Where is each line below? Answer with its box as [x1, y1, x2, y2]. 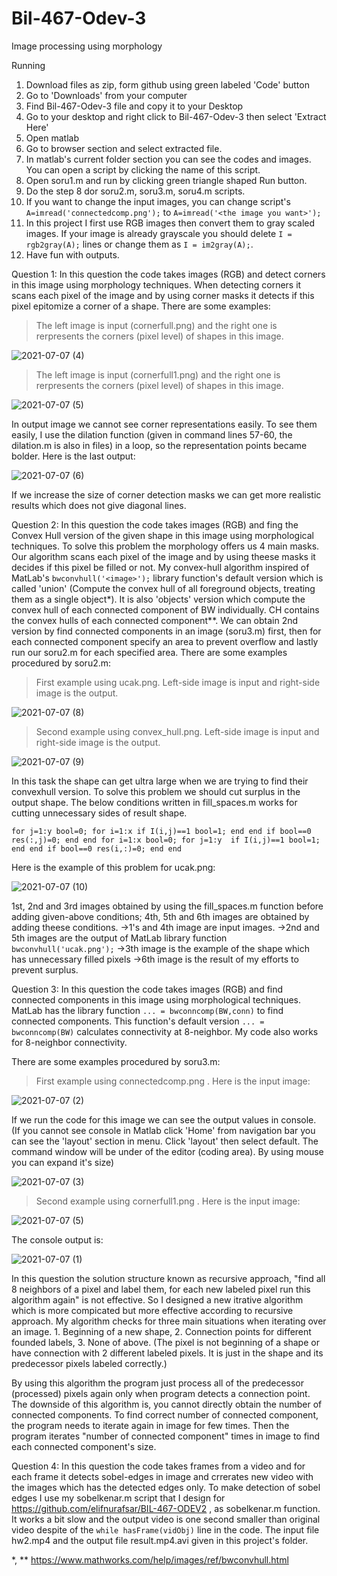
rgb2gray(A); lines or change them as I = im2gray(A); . [25, 238, 254, 250]
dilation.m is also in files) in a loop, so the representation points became [11, 439, 308, 451]
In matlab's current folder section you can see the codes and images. [25, 153, 312, 165]
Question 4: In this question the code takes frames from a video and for [11, 1460, 306, 1472]
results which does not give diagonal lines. [11, 499, 187, 511]
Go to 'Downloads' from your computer [25, 89, 188, 101]
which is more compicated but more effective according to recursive [11, 1304, 294, 1316]
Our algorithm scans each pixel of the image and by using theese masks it [11, 550, 316, 562]
